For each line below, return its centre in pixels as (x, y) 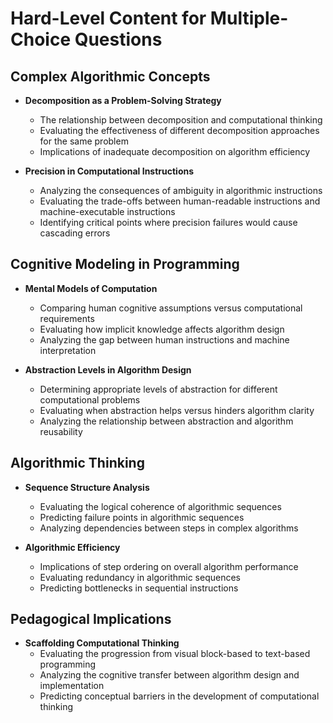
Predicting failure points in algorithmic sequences (142, 517)
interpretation (68, 350)
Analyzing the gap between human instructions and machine (164, 339)
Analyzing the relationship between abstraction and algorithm (166, 421)
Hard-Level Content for (108, 18)
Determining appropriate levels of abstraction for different (158, 389)
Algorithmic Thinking (77, 463)
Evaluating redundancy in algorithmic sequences (140, 577)
